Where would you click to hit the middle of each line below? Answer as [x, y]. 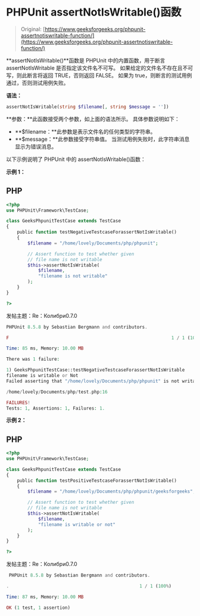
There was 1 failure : [33, 359]
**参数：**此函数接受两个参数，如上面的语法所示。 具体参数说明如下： [93, 119]
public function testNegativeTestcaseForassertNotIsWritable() [97, 232]
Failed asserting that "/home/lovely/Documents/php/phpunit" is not [93, 381]
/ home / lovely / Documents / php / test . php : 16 [57, 392]
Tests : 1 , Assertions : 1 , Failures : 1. [56, 408]
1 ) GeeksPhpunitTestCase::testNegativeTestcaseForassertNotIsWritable [96, 370]
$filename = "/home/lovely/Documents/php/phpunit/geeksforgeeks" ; [112, 492]
